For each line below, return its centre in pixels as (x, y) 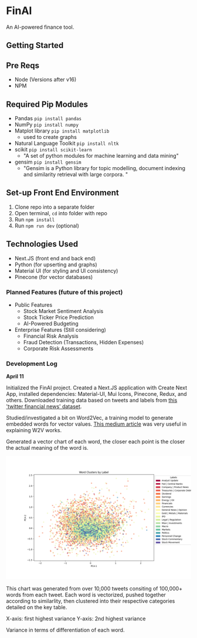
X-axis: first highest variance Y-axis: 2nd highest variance (76, 618)
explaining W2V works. (34, 430)
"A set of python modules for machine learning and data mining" (101, 155)
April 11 (15, 376)
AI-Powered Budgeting (51, 323)
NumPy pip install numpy (47, 124)
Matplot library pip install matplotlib (62, 131)
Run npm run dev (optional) (47, 225)
